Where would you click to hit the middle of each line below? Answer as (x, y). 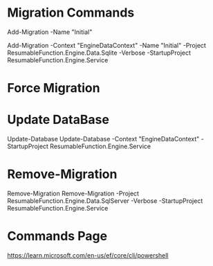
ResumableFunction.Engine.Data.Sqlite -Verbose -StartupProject (99, 53)
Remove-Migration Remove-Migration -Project (73, 193)
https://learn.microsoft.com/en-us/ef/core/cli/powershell (88, 255)
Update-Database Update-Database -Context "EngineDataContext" (103, 139)
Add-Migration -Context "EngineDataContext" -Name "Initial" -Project (106, 45)
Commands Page (57, 236)
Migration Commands (71, 13)
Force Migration (54, 88)
